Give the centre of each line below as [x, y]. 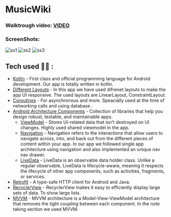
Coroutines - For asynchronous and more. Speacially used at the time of [89, 100]
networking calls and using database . [53, 106]
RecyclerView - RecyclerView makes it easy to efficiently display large [86, 187]
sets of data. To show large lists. [47, 193]
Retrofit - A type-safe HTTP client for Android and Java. [71, 182]
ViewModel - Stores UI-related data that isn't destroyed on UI [85, 122]
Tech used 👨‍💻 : [29, 66]
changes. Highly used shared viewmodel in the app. [75, 128]
